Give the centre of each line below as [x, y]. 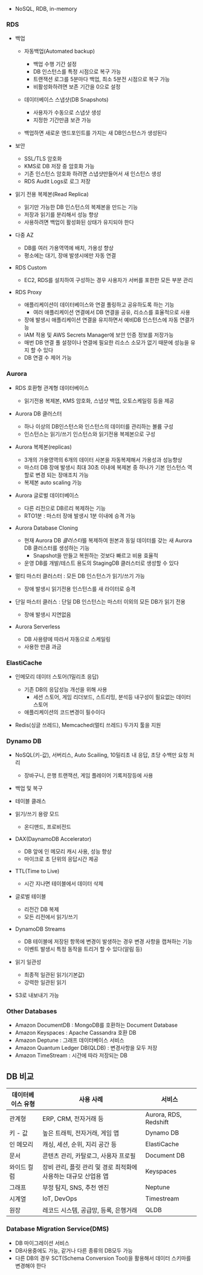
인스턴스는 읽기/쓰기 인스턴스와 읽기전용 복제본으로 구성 [90, 434]
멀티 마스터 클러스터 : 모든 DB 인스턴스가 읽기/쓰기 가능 [80, 576]
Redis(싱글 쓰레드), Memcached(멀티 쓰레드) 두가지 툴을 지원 [88, 725]
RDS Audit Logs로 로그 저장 [57, 182]
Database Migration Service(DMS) [58, 1229]
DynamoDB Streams [40, 929]
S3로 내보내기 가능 [37, 995]
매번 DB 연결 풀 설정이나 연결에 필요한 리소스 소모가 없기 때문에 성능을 [106, 343]
